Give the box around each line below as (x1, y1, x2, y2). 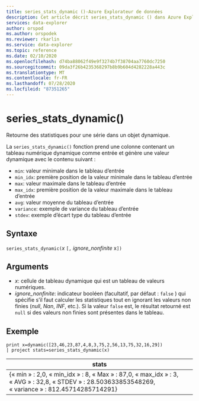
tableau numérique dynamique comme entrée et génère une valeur (6, 149, 170, 156)
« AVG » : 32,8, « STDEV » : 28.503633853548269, (9, 378, 156, 386)
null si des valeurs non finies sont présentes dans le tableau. (14, 309, 165, 316)
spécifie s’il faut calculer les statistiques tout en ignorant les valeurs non (14, 296, 191, 303)
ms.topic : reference (6, 48, 57, 54)
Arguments (6, 262, 49, 272)
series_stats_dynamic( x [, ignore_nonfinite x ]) (6, 245, 123, 252)
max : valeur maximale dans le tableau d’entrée (14, 180, 126, 187)
